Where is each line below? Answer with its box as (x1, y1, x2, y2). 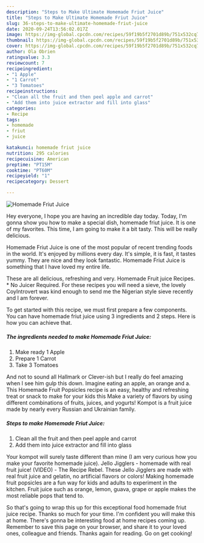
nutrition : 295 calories (6, 150, 69, 156)
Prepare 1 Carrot (15, 355, 56, 362)
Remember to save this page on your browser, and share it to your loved (6, 523, 187, 530)
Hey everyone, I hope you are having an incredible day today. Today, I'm (6, 213, 187, 219)
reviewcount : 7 (6, 60, 45, 66)
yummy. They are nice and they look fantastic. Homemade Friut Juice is (6, 257, 186, 264)
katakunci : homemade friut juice (6, 144, 91, 151)
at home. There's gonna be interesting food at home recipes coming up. (6, 516, 186, 524)
